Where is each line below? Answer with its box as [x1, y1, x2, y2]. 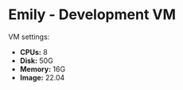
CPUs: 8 [19, 47, 48, 57]
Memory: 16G [19, 64, 66, 73]
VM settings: [8, 32, 50, 41]
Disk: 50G [19, 56, 53, 65]
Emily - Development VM [8, 6, 177, 24]
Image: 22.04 [19, 72, 65, 82]
